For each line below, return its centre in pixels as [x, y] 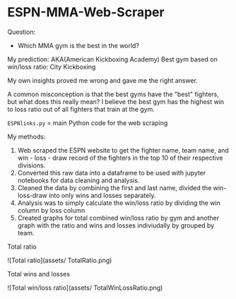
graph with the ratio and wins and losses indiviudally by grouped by [116, 225]
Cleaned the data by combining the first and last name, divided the [114, 187]
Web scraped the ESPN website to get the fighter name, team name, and [123, 150]
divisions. [31, 165]
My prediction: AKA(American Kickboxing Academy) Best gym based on [112, 59]
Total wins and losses [39, 274]
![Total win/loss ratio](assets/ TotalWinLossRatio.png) [85, 288]
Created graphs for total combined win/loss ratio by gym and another [118, 218]
